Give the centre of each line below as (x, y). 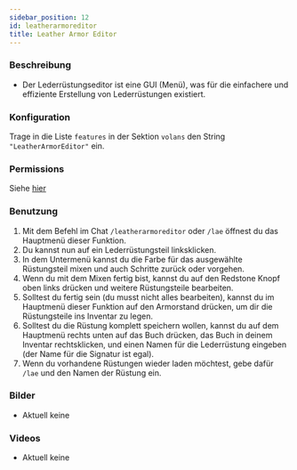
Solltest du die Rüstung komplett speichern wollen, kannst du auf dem (150, 325)
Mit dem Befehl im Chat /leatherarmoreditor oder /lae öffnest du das (150, 231)
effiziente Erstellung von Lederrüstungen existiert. (114, 93)
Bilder (22, 395)
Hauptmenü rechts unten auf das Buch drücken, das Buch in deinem (147, 335)
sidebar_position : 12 (49, 17)
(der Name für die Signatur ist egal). (88, 353)
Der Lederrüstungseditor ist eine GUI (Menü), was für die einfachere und (155, 85)
